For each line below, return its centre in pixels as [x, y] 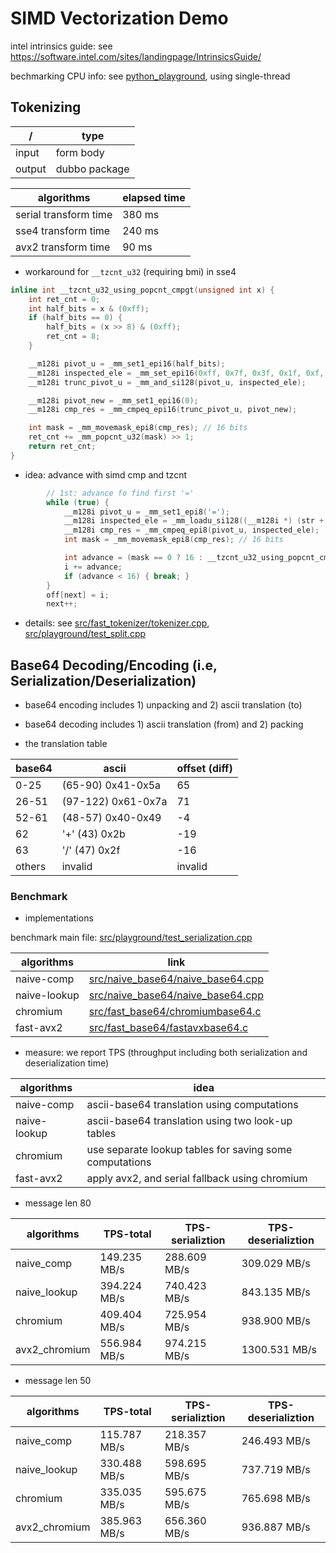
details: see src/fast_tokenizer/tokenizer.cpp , [117, 623]
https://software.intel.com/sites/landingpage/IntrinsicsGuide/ [136, 56]
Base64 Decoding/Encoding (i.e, [114, 665]
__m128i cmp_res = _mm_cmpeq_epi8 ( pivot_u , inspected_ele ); [191, 530]
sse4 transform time [63, 230]
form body [80, 152]
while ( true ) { [78, 502]
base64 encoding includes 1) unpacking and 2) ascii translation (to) [163, 705]
